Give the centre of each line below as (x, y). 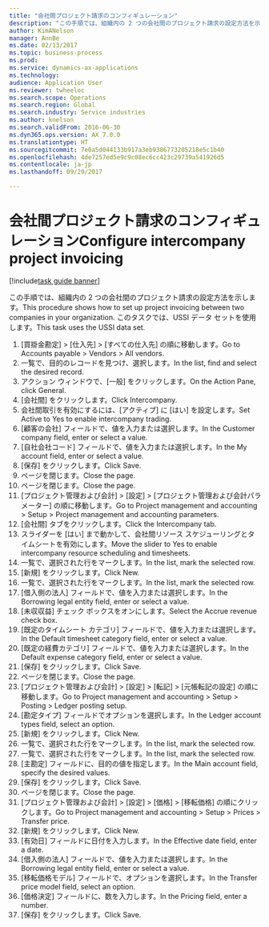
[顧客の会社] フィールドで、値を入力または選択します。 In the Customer (138, 428)
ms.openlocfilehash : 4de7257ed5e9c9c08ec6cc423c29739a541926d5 (117, 157)
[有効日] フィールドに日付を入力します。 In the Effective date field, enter (139, 841)
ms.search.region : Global (52, 105)
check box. (39, 620)
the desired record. (52, 371)
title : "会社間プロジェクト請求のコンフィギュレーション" (94, 16)
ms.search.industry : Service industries (78, 113)
